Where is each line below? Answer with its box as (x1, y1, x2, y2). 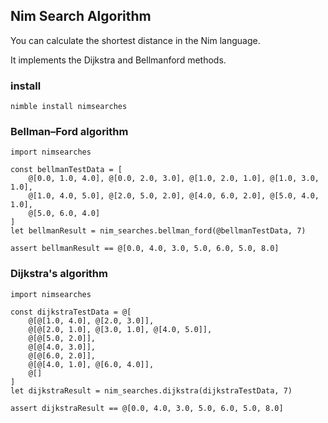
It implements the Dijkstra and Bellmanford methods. (10, 54, 227, 66)
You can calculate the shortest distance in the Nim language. (10, 34, 261, 46)
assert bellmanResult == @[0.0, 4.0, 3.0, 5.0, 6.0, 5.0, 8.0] (10, 244, 280, 254)
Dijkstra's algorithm (10, 267, 108, 281)
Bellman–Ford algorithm (10, 125, 129, 139)
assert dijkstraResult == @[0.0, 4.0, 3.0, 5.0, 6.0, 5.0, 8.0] (10, 403, 284, 413)
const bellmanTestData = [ (10, 165, 123, 175)
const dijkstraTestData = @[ (10, 307, 132, 317)
